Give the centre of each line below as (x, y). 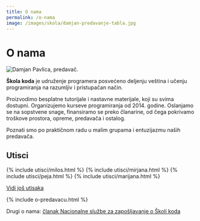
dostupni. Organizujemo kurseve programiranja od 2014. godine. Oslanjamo (100, 105)
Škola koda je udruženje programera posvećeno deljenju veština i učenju (97, 81)
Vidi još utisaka (25, 188)
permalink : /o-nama (31, 17)
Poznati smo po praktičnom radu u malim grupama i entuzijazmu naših (93, 130)
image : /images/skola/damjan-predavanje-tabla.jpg (71, 23)
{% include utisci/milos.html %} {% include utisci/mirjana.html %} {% (92, 170)
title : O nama (24, 12)
